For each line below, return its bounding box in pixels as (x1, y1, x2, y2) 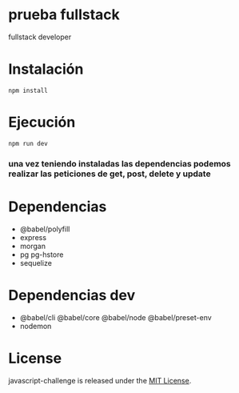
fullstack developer (8, 32, 72, 42)
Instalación (8, 60, 84, 78)
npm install (8, 86, 48, 94)
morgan (19, 241, 46, 251)
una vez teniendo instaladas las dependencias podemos (8, 158, 232, 169)
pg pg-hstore (19, 250, 64, 259)
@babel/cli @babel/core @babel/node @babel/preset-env (19, 312, 212, 322)
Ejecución (8, 114, 76, 131)
